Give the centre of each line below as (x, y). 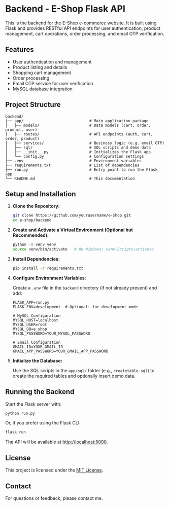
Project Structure (33, 105)
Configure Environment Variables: (49, 278)
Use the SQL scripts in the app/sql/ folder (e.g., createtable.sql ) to (83, 370)
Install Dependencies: (36, 259)
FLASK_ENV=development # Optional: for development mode (75, 307)
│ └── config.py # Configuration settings (75, 156)
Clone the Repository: (36, 206)
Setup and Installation (41, 194)
